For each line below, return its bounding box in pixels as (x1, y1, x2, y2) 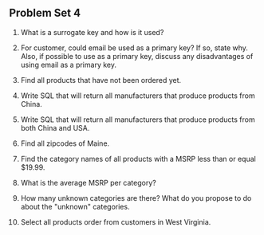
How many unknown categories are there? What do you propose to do (20, 193, 252, 202)
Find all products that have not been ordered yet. (20, 75, 182, 84)
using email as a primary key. (20, 60, 116, 69)
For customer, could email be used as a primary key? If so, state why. (20, 43, 248, 53)
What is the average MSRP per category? (20, 178, 156, 187)
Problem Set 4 (9, 6, 81, 20)
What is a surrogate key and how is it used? (20, 27, 164, 37)
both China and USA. (20, 123, 90, 132)
